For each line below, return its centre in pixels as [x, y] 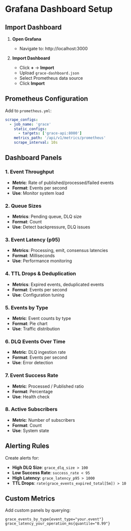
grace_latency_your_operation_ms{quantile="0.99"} [58, 524]
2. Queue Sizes [23, 206]
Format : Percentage [32, 391]
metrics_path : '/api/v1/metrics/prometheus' [60, 138]
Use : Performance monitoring [42, 261]
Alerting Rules [27, 446]
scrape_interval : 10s [36, 143]
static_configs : [31, 129]
